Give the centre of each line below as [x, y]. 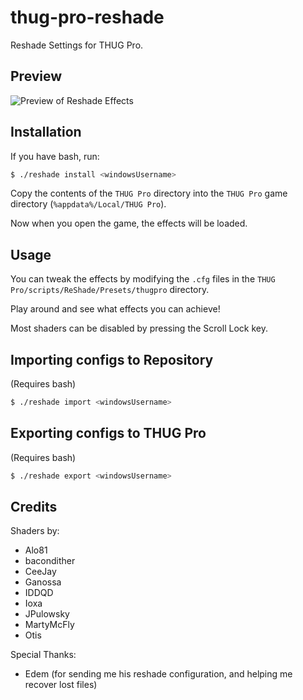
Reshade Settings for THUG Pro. [77, 45]
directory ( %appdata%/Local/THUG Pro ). [88, 204]
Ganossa [43, 582]
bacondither [50, 561]
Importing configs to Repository [112, 359]
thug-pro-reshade [87, 17]
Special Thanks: [43, 655]
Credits [34, 507]
